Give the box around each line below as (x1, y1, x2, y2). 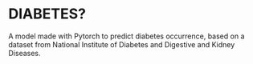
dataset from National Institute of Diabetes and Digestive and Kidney (8, 39, 235, 49)
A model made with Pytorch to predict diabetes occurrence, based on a (8, 31, 245, 41)
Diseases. (8, 48, 42, 58)
